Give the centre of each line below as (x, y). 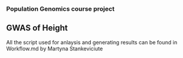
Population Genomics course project (60, 9)
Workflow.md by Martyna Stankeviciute (55, 49)
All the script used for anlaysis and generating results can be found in (92, 42)
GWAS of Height (37, 28)
